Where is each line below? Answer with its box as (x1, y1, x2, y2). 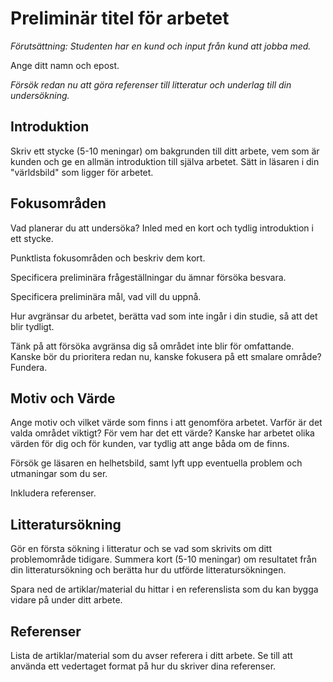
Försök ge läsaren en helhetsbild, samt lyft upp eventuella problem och (10, 457, 303, 469)
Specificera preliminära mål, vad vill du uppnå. (10, 290, 202, 302)
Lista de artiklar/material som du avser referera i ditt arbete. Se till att (10, 650, 293, 661)
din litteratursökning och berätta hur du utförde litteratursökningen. (10, 564, 287, 576)
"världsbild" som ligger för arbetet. (10, 166, 154, 178)
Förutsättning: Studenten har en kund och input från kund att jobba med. (10, 40, 312, 52)
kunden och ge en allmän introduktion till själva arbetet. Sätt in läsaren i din (10, 155, 320, 167)
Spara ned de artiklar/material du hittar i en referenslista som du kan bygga (10, 583, 319, 596)
